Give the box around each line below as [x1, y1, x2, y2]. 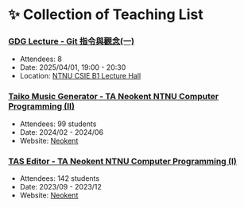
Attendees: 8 [19, 54, 62, 64]
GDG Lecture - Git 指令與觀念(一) [8, 36, 135, 47]
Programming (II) [8, 101, 76, 112]
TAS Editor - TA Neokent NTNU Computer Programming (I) [8, 155, 237, 167]
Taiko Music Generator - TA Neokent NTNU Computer [8, 91, 219, 102]
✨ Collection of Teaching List [8, 6, 204, 24]
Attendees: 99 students [19, 119, 97, 128]
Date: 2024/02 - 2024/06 [19, 127, 104, 136]
